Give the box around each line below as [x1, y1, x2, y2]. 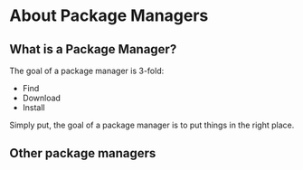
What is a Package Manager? [9, 42, 177, 57]
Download [22, 92, 62, 103]
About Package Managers [9, 5, 209, 26]
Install [22, 102, 45, 113]
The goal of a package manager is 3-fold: [9, 65, 165, 76]
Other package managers [9, 146, 156, 161]
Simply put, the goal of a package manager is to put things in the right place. [9, 119, 295, 130]
